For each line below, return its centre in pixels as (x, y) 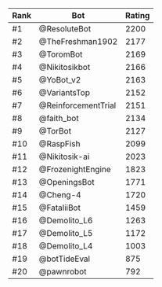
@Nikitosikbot (65, 67)
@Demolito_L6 (66, 221)
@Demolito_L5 (66, 233)
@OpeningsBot (67, 182)
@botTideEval (65, 259)
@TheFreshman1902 (78, 41)
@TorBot (55, 131)
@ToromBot (61, 54)
